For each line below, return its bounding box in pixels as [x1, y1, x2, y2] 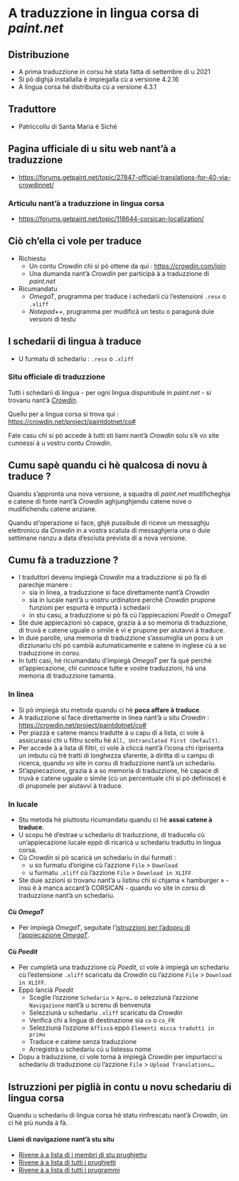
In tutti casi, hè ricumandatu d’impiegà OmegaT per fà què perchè [18, 656, 212, 665]
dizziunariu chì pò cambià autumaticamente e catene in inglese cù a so [18, 641, 227, 650]
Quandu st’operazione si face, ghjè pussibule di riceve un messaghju [8, 518, 210, 527]
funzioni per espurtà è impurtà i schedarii [28, 603, 151, 612]
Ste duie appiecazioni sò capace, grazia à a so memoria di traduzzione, [18, 618, 228, 627]
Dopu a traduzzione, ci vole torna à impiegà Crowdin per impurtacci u [18, 1053, 223, 1061]
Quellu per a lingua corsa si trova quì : [8, 409, 119, 418]
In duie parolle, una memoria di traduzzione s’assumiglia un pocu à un [18, 633, 223, 643]
